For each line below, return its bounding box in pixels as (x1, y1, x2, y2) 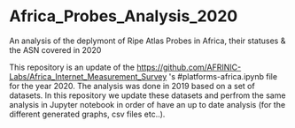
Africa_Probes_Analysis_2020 (9, 6, 238, 26)
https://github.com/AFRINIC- (136, 62, 242, 72)
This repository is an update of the (9, 62, 136, 72)
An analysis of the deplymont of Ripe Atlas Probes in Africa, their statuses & (9, 35, 286, 46)
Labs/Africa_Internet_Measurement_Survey (9, 71, 167, 81)
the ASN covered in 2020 (9, 44, 102, 55)
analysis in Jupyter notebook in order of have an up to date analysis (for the (9, 99, 286, 109)
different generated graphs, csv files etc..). (9, 109, 166, 119)
